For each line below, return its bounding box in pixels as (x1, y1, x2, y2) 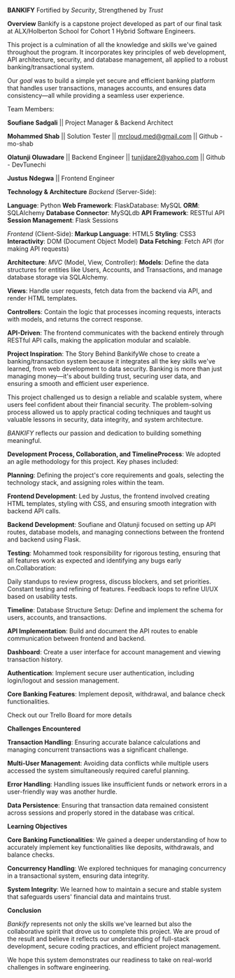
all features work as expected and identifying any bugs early (7, 556, 182, 565)
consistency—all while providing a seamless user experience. (7, 91, 185, 99)
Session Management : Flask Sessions (7, 216, 119, 224)
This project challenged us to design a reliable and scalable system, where (7, 393, 222, 401)
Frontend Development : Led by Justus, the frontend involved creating (7, 492, 210, 500)
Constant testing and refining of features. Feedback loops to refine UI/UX (7, 585, 219, 593)
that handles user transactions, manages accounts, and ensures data (7, 84, 206, 92)
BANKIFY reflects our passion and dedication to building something (7, 429, 201, 437)
